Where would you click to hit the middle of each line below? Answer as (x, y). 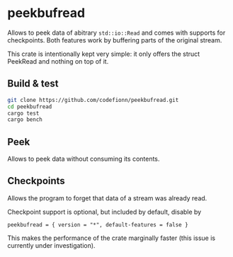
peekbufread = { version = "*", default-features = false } (98, 224)
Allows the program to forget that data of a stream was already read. (107, 198)
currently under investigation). (51, 245)
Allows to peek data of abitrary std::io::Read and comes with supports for (116, 33)
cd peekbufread (30, 107)
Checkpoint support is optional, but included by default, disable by (104, 212)
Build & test (33, 84)
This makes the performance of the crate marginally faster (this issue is (112, 238)
